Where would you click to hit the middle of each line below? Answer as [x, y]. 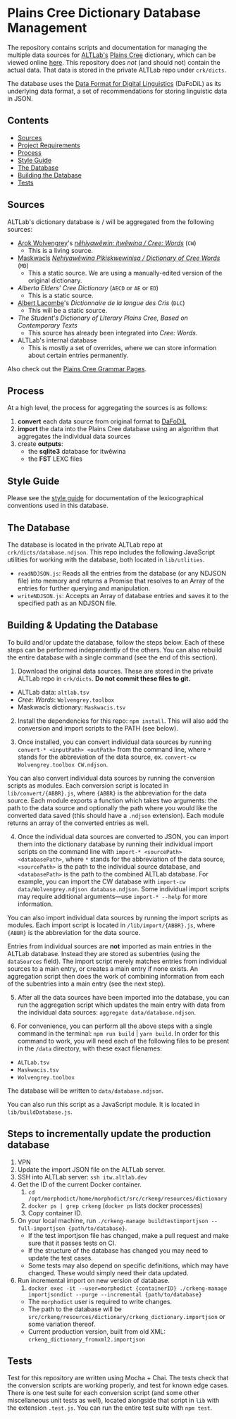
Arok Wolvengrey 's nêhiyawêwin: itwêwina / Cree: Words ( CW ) [107, 243]
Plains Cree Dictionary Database [104, 13]
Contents [28, 121]
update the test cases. [60, 1258]
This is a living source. [61, 250]
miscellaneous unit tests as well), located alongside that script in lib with [113, 1401]
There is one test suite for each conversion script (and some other [103, 1393]
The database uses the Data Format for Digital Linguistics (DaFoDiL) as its [114, 83]
